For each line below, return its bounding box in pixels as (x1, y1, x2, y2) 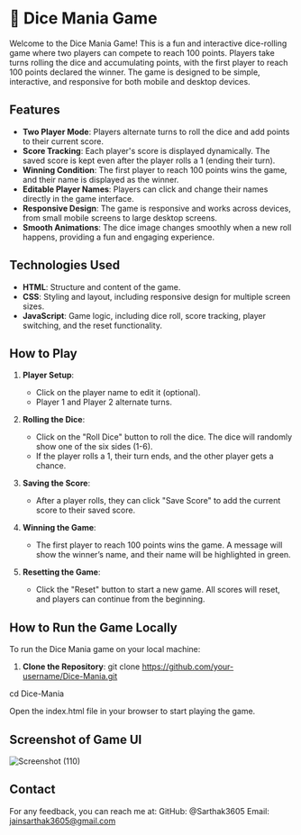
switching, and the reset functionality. (22, 320, 162, 331)
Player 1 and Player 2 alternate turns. (35, 396, 173, 408)
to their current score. (22, 135, 104, 147)
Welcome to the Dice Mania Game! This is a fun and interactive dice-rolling (9, 38, 287, 49)
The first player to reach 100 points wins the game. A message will (35, 540, 283, 550)
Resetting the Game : (22, 567, 101, 577)
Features (9, 103, 60, 118)
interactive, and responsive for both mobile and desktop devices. (9, 76, 251, 86)
